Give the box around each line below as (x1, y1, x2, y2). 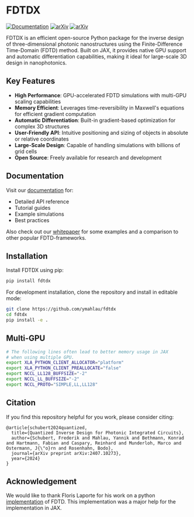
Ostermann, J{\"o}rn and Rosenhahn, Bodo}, (6, 445, 114, 451)
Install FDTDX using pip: (6, 267, 64, 274)
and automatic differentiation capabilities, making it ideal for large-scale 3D (6, 53, 187, 60)
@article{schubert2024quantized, (6, 424, 88, 431)
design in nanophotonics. (6, 59, 67, 66)
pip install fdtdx (6, 278, 51, 284)
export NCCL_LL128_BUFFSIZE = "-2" (6, 370, 88, 377)
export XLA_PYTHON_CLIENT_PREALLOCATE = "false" (6, 365, 122, 371)
